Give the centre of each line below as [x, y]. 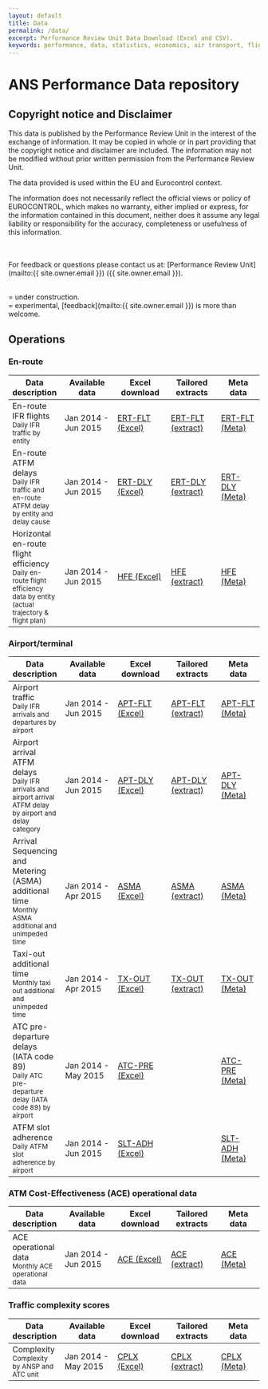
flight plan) [29, 620]
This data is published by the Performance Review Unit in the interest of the [132, 133]
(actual [23, 604]
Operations [37, 339]
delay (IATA [30, 1100]
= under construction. [44, 297]
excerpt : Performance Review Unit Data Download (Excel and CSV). [121, 38]
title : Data [28, 23]
